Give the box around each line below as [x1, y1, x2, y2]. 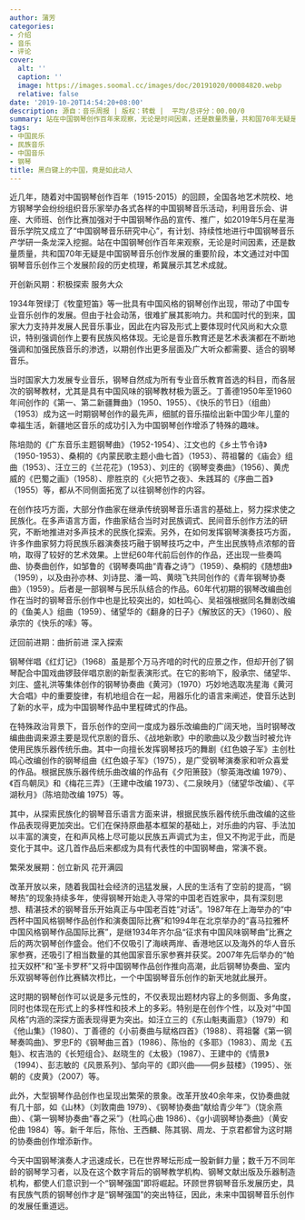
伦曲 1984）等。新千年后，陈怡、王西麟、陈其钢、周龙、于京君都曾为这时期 [9, 1125, 293, 1135]
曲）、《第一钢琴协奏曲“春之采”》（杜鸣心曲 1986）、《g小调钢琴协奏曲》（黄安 [9, 1113, 289, 1124]
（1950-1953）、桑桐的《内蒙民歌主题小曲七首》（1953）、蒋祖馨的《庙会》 [9, 451, 286, 462]
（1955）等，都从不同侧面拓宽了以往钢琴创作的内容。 [9, 485, 211, 495]
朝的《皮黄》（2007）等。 [9, 1071, 104, 1082]
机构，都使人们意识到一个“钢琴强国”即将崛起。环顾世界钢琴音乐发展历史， [9, 1178, 288, 1189]
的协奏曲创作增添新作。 [9, 1135, 97, 1146]
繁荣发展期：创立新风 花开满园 [9, 862, 123, 873]
